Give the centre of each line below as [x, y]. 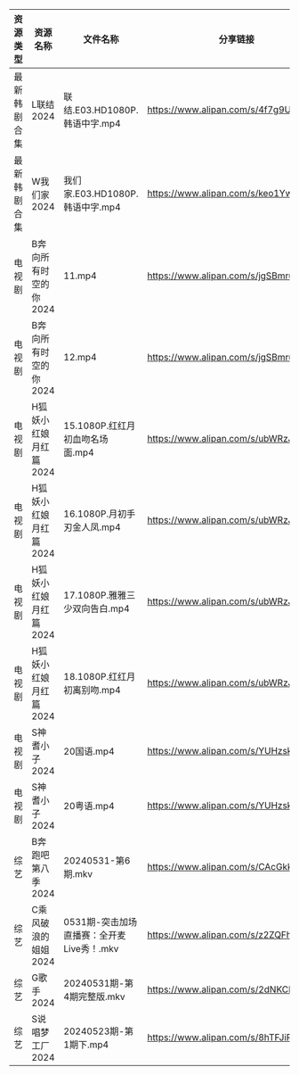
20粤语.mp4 [89, 806]
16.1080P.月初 [95, 514]
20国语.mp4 [89, 751]
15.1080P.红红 [95, 426]
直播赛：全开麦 [95, 935]
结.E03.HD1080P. [101, 110]
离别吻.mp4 [97, 690]
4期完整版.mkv [94, 996]
